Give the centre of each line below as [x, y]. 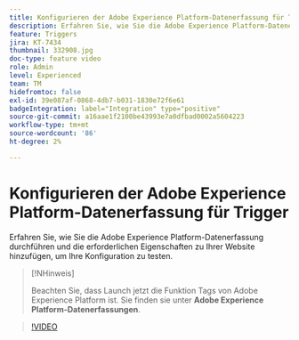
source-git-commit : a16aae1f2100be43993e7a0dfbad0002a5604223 [127, 117]
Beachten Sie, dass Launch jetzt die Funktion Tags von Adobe [144, 290]
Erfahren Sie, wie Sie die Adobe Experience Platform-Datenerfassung [137, 237]
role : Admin [31, 68]
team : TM [25, 84]
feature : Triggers [43, 34]
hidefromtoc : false [45, 92]
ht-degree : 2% [36, 142]
